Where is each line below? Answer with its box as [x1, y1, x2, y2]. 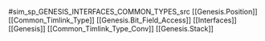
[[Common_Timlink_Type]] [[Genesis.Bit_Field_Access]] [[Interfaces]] [8, 15, 237, 25]
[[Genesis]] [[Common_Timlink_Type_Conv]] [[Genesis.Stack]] [8, 24, 214, 33]
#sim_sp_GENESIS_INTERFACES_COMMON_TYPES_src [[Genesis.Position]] [8, 7, 259, 16]
